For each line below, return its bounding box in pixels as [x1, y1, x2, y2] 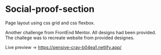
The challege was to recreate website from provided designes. [5, 35, 134, 41]
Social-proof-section [5, 3, 95, 15]
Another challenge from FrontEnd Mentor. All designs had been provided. [5, 29, 156, 35]
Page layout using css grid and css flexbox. [5, 20, 95, 26]
